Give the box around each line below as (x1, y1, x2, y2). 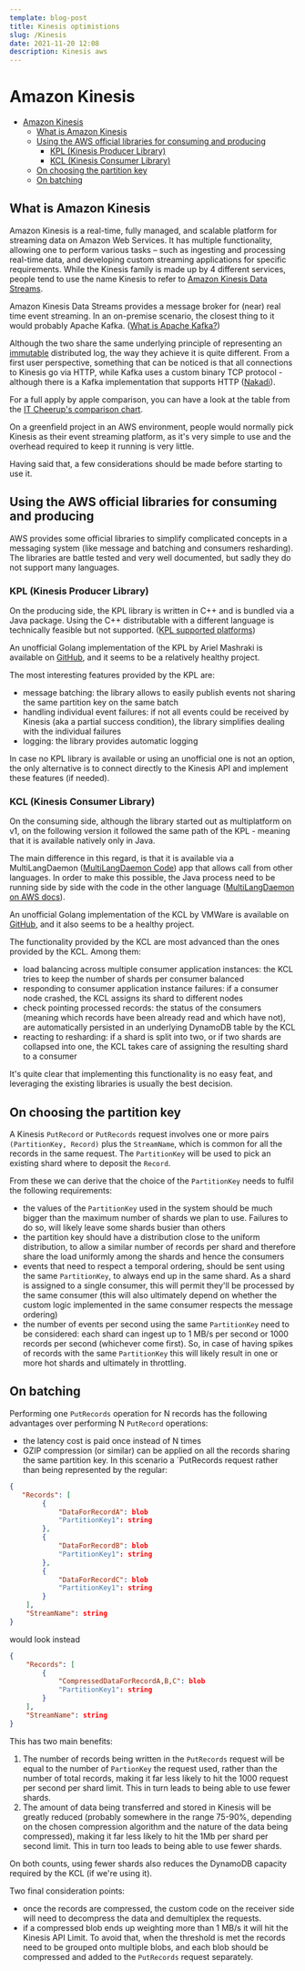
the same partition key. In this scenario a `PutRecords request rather (22, 1454, 279, 1466)
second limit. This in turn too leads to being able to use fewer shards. (22, 1840, 282, 1851)
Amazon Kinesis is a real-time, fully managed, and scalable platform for (9, 225, 278, 236)
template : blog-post (9, 13, 88, 23)
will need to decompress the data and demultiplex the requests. (22, 1913, 262, 1924)
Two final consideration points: (9, 1885, 126, 1896)
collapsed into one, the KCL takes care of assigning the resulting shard (22, 1041, 289, 1052)
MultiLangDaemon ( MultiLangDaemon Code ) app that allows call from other (9, 862, 293, 874)
